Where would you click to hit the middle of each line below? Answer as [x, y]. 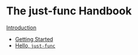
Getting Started [34, 39]
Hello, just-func [35, 45]
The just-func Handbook [69, 11]
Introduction [21, 27]
